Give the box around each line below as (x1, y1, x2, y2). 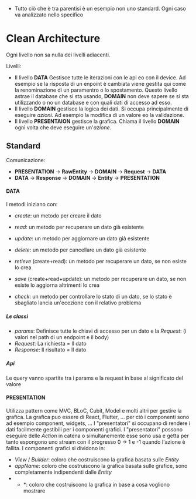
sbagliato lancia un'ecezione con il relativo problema (14, 299, 142, 306)
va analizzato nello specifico (14, 11, 84, 18)
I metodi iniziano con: (6, 200, 58, 207)
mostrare (23, 487, 46, 494)
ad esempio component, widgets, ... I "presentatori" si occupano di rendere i (6, 420, 191, 427)
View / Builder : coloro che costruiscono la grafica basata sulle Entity (14, 456, 180, 463)
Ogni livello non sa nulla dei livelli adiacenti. (6, 51, 111, 58)
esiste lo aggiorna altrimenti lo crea (14, 282, 100, 289)
